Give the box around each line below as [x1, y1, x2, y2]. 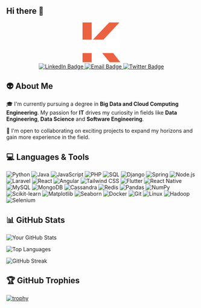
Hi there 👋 [6, 6, 44, 16]
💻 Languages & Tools [6, 152, 89, 162]
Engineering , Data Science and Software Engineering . [6, 115, 144, 123]
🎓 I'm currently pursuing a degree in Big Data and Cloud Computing [6, 100, 179, 107]
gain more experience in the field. [6, 133, 90, 141]
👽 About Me [6, 81, 53, 91]
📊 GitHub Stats [6, 215, 65, 225]
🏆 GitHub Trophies [6, 275, 80, 286]
